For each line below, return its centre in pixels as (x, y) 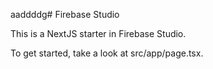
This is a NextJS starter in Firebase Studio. (98, 33)
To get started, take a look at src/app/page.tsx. (107, 53)
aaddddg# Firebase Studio (65, 14)
